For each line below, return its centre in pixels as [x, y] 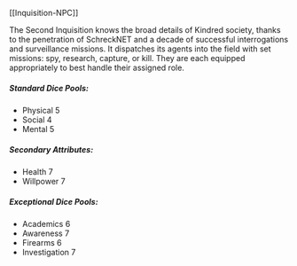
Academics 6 [46, 223]
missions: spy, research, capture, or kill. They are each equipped [127, 58]
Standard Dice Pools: [49, 88]
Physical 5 [41, 110]
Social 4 [37, 120]
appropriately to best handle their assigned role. [97, 67]
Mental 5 [38, 129]
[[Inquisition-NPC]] [44, 13]
